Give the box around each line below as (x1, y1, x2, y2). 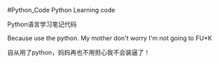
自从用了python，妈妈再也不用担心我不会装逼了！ (7, 48, 150, 56)
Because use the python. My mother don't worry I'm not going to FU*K (7, 34, 212, 42)
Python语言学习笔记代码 (7, 20, 77, 28)
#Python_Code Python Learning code (7, 6, 115, 14)
